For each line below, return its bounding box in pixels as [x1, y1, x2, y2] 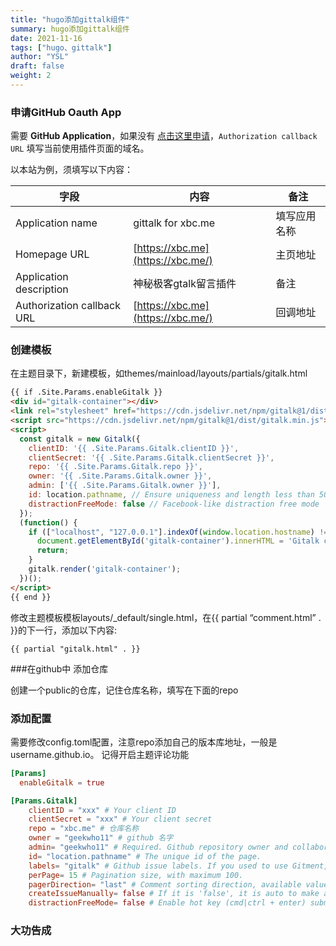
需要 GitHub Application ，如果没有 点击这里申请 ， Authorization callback [10, 130, 318, 142]
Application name [15, 216, 98, 230]
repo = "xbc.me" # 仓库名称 [28, 824, 140, 834]
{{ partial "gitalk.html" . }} [10, 644, 141, 654]
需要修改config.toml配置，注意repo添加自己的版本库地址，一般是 [10, 736, 278, 748]
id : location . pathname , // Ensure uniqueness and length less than [28, 490, 315, 500]
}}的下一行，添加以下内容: [10, 624, 117, 636]
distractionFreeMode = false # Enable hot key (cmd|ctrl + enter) [28, 898, 307, 908]
